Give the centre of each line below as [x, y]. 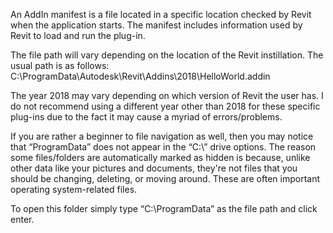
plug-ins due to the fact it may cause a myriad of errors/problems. [146, 117]
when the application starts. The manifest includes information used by [156, 25]
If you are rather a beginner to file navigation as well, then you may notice [162, 136]
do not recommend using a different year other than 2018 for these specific [165, 106]
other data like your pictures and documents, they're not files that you [154, 168]
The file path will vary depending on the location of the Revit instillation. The [167, 55]
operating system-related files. [74, 189]
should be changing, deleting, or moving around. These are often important [165, 178]
